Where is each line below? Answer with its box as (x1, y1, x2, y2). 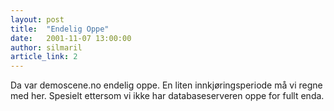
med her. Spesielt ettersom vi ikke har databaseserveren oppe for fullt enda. (10, 90, 325, 102)
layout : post (10, 14, 65, 25)
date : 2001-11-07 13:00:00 (10, 33, 132, 43)
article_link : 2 (10, 52, 78, 62)
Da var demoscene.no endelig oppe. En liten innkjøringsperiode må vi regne (10, 79, 323, 91)
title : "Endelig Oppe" (10, 24, 110, 34)
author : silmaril (10, 42, 83, 53)
